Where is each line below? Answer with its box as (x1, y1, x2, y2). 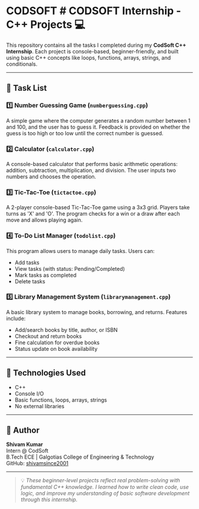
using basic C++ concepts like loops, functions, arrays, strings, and (6, 54, 171, 61)
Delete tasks (14, 277, 46, 285)
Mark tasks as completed (14, 271, 77, 278)
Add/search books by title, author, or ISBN (14, 326, 118, 333)
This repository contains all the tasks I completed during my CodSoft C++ (6, 41, 187, 49)
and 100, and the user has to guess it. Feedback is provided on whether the (6, 123, 190, 130)
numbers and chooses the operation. (6, 173, 97, 180)
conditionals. (6, 60, 37, 68)
